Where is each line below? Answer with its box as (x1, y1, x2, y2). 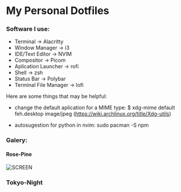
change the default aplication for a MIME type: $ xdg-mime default (14, 104, 175, 111)
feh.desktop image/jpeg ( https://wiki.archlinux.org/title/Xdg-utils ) (14, 110, 172, 117)
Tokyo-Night (6, 178, 43, 186)
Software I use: (6, 25, 50, 33)
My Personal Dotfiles (6, 4, 110, 18)
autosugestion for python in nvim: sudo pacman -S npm (14, 121, 149, 129)
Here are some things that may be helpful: (6, 93, 107, 100)
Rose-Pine (6, 151, 32, 158)
